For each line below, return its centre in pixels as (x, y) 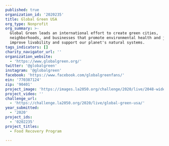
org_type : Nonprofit (27, 24)
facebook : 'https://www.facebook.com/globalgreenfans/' (65, 75)
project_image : (21, 89)
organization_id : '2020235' (35, 15)
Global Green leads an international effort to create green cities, (84, 33)
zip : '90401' (19, 84)
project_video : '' (24, 94)
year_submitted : (22, 108)
